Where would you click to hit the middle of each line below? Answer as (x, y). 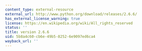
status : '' (16, 28)
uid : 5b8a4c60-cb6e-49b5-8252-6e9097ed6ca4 (50, 37)
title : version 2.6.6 (27, 32)
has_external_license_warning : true (43, 18)
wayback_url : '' (22, 41)
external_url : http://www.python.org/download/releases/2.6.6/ (71, 14)
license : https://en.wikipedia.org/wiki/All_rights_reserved (69, 23)
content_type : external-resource (39, 9)
